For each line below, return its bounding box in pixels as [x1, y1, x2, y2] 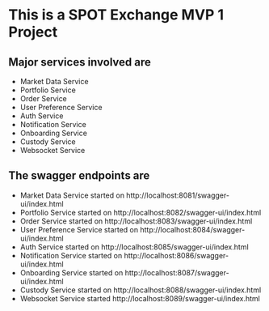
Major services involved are [8, 55, 151, 69]
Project [8, 23, 58, 41]
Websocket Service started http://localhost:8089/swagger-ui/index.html [19, 293, 260, 303]
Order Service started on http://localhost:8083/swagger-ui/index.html [19, 216, 253, 226]
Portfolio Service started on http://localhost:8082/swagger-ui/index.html [19, 207, 262, 217]
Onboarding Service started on [19, 267, 124, 277]
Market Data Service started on [19, 190, 125, 200]
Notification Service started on [19, 250, 123, 260]
